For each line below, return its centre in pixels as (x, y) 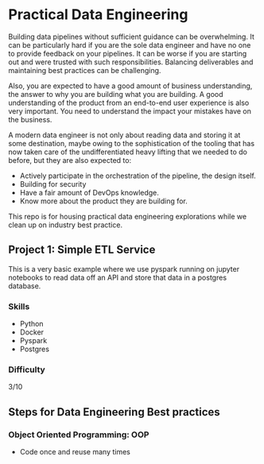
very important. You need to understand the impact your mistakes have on (130, 111)
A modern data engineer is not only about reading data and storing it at (124, 135)
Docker (32, 332)
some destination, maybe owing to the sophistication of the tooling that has (132, 143)
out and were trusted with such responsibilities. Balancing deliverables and (131, 62)
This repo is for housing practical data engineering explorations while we (128, 216)
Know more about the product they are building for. (104, 201)
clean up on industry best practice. (66, 225)
